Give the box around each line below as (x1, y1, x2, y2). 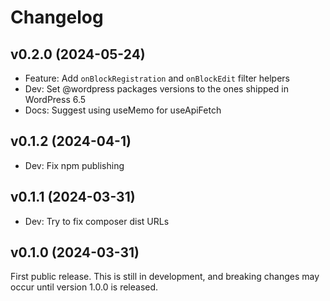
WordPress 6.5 (24, 94, 87, 105)
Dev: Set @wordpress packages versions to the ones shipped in (24, 83, 289, 95)
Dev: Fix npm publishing (24, 159, 125, 171)
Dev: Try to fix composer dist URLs (24, 215, 170, 227)
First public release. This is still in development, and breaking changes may (10, 271, 320, 283)
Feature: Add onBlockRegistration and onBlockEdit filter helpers (24, 72, 290, 84)
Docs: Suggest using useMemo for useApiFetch (24, 104, 222, 116)
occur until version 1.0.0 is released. (10, 281, 159, 293)
